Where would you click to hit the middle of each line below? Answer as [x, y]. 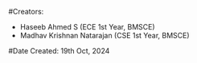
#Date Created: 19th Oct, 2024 [59, 51]
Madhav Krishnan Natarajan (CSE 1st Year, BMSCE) [105, 35]
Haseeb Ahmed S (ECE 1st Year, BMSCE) [87, 27]
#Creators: [26, 12]
